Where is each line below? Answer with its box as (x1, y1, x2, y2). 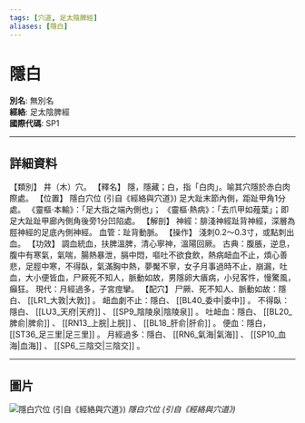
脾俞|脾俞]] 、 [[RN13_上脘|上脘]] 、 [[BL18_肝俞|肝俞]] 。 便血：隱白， (9, 318, 271, 329)
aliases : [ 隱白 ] (9, 22, 68, 31)
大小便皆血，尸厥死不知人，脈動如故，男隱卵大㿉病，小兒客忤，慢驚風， (25, 272, 296, 283)
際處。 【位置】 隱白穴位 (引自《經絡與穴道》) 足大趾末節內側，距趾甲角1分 (9, 192, 286, 204)
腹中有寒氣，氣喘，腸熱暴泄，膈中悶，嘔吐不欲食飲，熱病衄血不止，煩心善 (9, 250, 288, 261)
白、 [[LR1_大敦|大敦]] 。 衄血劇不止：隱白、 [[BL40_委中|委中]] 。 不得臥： (9, 295, 290, 306)
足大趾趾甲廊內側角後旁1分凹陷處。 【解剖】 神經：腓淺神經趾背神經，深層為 (9, 215, 296, 227)
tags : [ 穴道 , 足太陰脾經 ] (9, 13, 98, 23)
